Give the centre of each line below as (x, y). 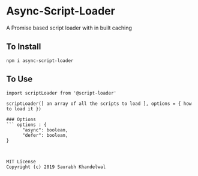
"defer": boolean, (45, 135)
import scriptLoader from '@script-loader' (61, 93)
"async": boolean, (45, 130)
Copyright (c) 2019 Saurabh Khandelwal (56, 167)
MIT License (21, 162)
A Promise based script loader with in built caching (69, 28)
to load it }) (24, 109)
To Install (24, 47)
